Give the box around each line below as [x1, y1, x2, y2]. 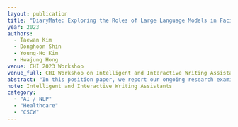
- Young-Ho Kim [13, 50, 59, 57]
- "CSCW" [13, 109, 40, 116]
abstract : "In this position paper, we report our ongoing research [7, 75, 214, 83]
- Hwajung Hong [13, 56, 59, 64]
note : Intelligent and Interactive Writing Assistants [7, 83, 173, 90]
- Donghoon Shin [13, 43, 62, 50]
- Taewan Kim [13, 37, 52, 44]
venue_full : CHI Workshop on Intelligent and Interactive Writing [7, 69, 208, 76]
